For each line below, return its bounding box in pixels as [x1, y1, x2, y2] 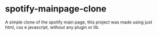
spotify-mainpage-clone [5, 3, 107, 14]
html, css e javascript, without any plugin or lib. [5, 24, 100, 30]
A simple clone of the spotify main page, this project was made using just [5, 19, 153, 25]
